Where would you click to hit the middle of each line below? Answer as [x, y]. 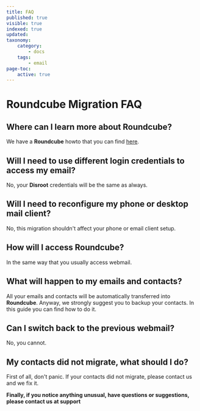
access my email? [41, 170]
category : [30, 46]
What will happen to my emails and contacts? [94, 281]
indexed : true [24, 29]
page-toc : [19, 69]
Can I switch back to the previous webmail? [91, 328]
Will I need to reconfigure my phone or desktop [98, 204]
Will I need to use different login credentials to [95, 161]
